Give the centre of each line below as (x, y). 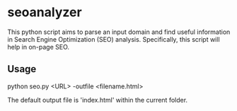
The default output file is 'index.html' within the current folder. (98, 100)
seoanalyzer (45, 12)
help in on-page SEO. (38, 47)
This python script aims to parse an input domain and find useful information (119, 32)
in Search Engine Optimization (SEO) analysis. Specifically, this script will (114, 39)
